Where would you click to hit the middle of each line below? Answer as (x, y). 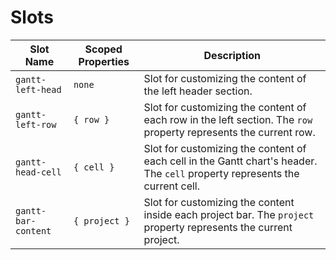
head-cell (38, 172)
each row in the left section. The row (228, 119)
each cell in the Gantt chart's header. (230, 161)
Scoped (103, 49)
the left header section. (198, 91)
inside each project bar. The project (229, 214)
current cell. (172, 186)
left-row (36, 124)
